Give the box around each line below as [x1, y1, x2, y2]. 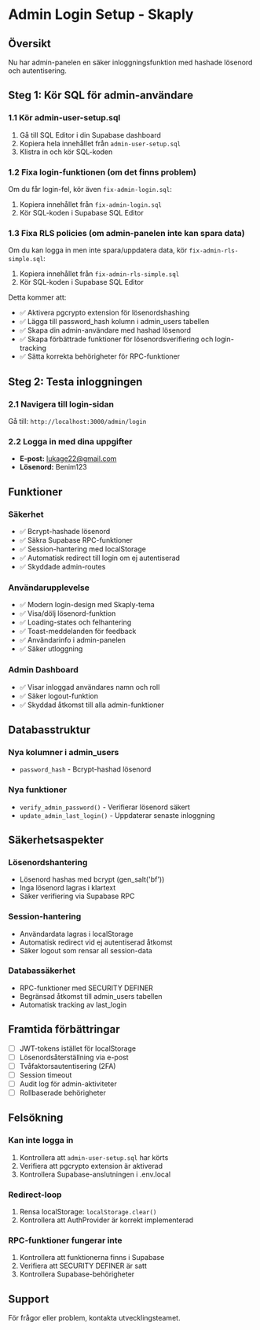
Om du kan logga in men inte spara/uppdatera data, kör [8, 245, 188, 255]
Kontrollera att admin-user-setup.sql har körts [19, 1152, 169, 1162]
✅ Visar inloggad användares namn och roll [19, 682, 160, 691]
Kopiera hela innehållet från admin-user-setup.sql [19, 138, 181, 148]
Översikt [8, 37, 51, 50]
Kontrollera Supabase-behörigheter [19, 1269, 135, 1279]
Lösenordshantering [8, 857, 88, 868]
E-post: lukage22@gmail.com [19, 454, 117, 463]
